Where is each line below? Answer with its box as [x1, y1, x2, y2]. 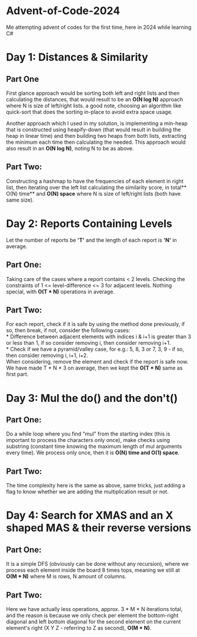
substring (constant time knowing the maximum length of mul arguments [6, 443, 182, 450]
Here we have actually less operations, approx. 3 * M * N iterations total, [6, 605, 183, 612]
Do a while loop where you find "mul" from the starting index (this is [6, 430, 171, 437]
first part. [6, 371, 29, 378]
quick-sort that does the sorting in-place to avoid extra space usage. [6, 108, 173, 115]
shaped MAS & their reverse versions [6, 522, 192, 534]
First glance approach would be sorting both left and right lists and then [6, 90, 180, 97]
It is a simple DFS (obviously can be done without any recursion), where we [6, 560, 189, 567]
